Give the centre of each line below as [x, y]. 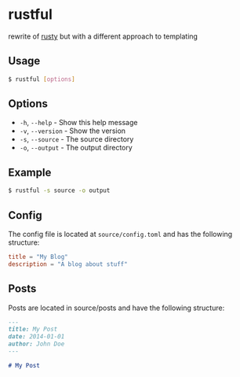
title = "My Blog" [38, 257]
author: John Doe [36, 344]
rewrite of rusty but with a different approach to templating [103, 36]
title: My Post [33, 329]
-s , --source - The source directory [76, 139]
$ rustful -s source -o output [59, 190]
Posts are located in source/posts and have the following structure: [116, 308]
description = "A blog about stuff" [68, 264]
